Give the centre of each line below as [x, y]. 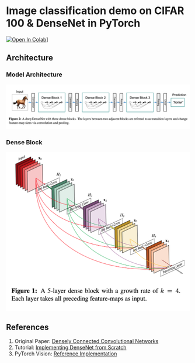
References [27, 327]
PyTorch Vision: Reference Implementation [66, 354]
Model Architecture [34, 74]
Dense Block [24, 142]
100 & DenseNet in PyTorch [73, 23]
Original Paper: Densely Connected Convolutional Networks [86, 341]
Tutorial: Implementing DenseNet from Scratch [70, 348]
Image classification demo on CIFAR [95, 11]
